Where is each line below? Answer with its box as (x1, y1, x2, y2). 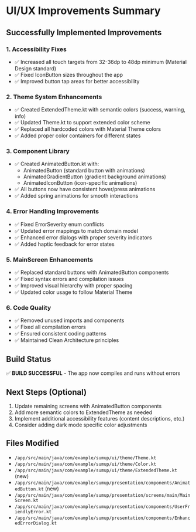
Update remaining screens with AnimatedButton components (14, 402, 162, 409)
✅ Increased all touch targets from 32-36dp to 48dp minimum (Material (14, 58, 187, 65)
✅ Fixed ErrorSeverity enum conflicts (14, 221, 104, 228)
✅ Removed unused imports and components (14, 317, 125, 324)
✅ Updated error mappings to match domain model (14, 227, 139, 234)
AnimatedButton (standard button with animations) (23, 167, 145, 174)
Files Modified (6, 438, 60, 448)
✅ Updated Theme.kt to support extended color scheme (14, 119, 150, 126)
